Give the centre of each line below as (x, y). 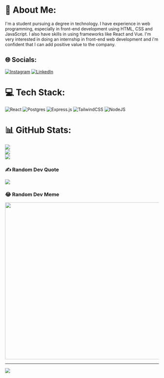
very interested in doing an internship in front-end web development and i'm (82, 39)
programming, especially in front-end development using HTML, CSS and (79, 28)
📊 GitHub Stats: (38, 130)
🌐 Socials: (21, 60)
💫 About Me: (31, 10)
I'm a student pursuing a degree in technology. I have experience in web (78, 24)
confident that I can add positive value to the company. (60, 44)
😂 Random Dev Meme (32, 194)
